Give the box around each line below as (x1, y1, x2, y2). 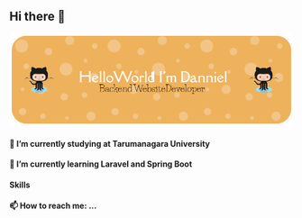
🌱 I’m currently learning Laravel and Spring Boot (9, 159, 193, 169)
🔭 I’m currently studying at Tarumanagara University (9, 138, 210, 149)
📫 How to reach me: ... (9, 200, 97, 212)
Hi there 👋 (9, 9, 66, 24)
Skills (9, 179, 31, 190)
